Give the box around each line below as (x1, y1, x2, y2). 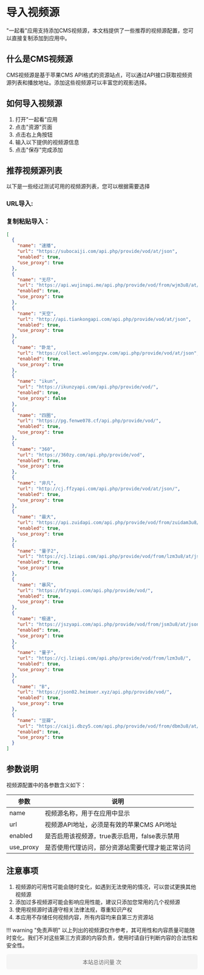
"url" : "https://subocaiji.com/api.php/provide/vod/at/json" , (17, 249, 178, 255)
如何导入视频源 (6, 98, 63, 109)
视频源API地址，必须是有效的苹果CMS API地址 (44, 820, 177, 829)
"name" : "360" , (17, 446, 56, 452)
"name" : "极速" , (17, 616, 56, 622)
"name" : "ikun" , (17, 378, 59, 385)
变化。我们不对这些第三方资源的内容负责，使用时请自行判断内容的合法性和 (11, 934, 198, 941)
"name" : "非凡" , (17, 480, 56, 486)
